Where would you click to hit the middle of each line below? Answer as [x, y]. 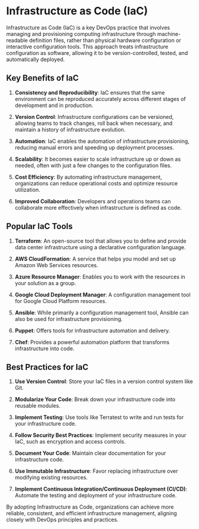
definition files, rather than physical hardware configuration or [105, 40]
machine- [169, 33]
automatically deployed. [35, 59]
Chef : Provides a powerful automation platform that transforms [92, 342]
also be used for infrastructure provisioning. [69, 319]
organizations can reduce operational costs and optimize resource [96, 183]
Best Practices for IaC [47, 367]
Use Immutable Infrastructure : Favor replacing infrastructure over [96, 471]
